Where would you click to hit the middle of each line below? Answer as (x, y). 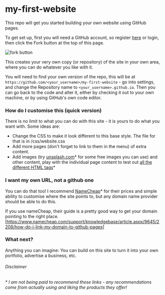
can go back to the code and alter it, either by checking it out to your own (80, 92)
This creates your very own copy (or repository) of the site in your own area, (82, 62)
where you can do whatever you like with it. (49, 67)
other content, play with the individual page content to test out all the (82, 162)
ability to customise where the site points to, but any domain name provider (82, 196)
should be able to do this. (31, 201)
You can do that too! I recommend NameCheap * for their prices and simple (81, 191)
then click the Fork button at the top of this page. (55, 42)
